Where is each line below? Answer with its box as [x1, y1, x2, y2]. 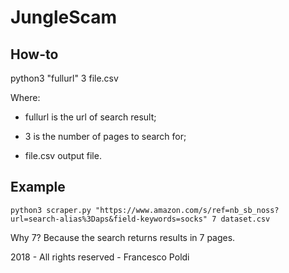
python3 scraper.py [10, 205, 92, 215]
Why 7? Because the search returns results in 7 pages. [10, 231, 236, 243]
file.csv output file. [24, 150, 102, 161]
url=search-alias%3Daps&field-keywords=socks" [10, 214, 208, 224]
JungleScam [10, 6, 118, 29]
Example [10, 179, 66, 196]
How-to [10, 46, 59, 63]
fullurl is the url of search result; [24, 111, 157, 123]
